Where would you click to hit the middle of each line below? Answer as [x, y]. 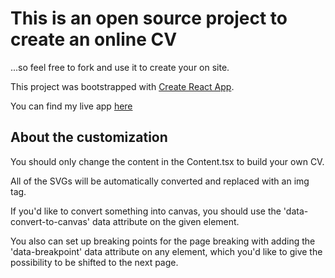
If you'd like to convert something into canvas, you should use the [146, 211]
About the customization [89, 137]
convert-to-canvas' [50, 221]
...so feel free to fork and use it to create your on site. [120, 67]
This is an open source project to [149, 18]
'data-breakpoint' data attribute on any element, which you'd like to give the [166, 251]
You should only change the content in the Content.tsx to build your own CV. [167, 161]
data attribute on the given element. [165, 221]
